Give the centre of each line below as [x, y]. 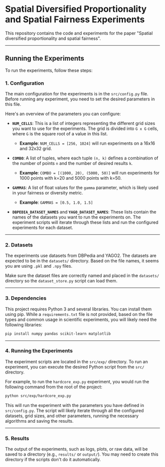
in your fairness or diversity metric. [48, 193]
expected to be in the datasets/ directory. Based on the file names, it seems [82, 261]
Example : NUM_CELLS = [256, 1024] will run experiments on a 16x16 [87, 143]
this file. [13, 104]
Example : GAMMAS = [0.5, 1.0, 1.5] [56, 202]
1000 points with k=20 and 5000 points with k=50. [70, 178]
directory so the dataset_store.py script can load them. [61, 281]
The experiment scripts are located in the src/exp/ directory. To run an [77, 361]
